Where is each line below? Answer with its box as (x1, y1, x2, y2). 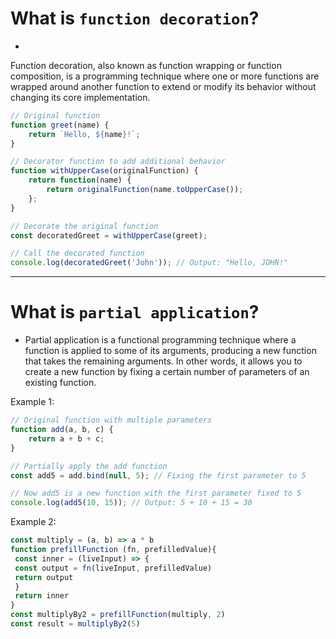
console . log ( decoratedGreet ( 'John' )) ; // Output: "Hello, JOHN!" (10, 258, 288, 268)
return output (14, 572, 74, 582)
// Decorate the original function (10, 221, 159, 231)
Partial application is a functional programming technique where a (24, 334, 297, 346)
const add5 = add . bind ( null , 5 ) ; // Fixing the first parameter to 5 (10, 470, 307, 481)
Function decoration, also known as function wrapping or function (10, 59, 282, 71)
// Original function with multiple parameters (10, 415, 213, 426)
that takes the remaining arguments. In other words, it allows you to (24, 355, 303, 367)
